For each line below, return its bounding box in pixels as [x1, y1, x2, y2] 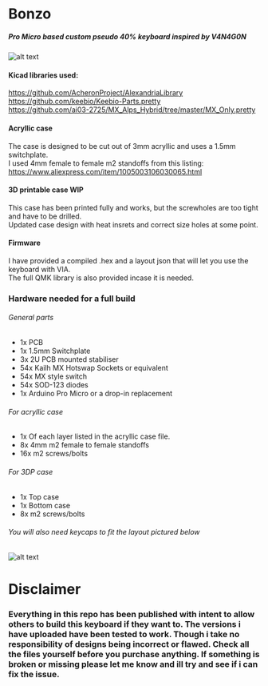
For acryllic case [8, 407, 64, 416]
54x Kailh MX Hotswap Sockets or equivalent [19, 363, 169, 373]
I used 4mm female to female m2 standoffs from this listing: [8, 158, 204, 168]
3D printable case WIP [8, 185, 84, 195]
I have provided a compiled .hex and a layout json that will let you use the [8, 255, 249, 265]
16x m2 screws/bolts [19, 449, 89, 459]
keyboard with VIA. [8, 264, 71, 274]
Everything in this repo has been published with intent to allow [8, 608, 255, 620]
